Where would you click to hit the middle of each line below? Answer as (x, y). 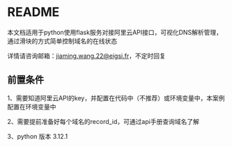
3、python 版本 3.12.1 (38, 136)
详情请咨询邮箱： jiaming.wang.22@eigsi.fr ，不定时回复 (86, 56)
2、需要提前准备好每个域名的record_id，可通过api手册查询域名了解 (103, 121)
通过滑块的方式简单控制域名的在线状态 (62, 41)
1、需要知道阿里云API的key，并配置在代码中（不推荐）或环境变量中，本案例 (116, 98)
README (33, 12)
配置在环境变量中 (32, 107)
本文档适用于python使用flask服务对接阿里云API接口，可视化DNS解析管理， (115, 32)
